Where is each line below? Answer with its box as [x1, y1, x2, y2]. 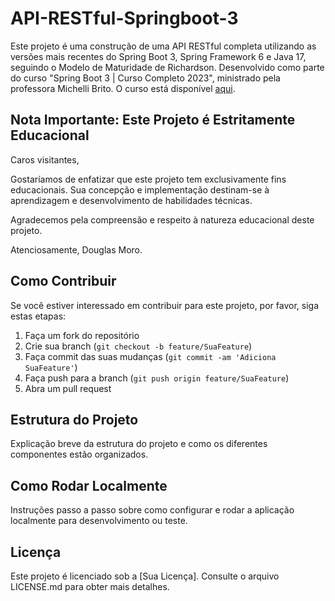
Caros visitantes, [10, 153, 80, 166]
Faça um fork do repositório [24, 329, 140, 341]
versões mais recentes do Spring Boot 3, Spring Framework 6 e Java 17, [10, 50, 307, 62]
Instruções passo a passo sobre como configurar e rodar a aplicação [10, 504, 295, 516]
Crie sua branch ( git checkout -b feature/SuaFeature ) [24, 340, 253, 352]
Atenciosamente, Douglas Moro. [10, 243, 143, 256]
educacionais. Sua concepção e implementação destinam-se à [10, 183, 270, 196]
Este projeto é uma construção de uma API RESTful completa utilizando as [10, 40, 317, 52]
